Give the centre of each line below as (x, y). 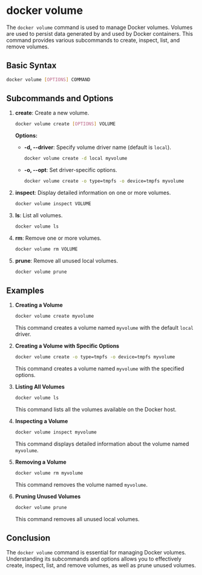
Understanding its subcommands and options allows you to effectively (94, 559)
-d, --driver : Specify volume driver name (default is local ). (97, 147)
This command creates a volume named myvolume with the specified (99, 369)
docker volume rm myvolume (49, 473)
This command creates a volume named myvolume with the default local (104, 328)
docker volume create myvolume (54, 316)
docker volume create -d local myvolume (76, 159)
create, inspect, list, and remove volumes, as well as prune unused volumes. (101, 565)
